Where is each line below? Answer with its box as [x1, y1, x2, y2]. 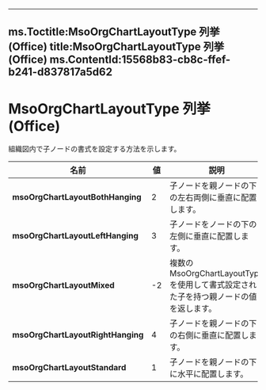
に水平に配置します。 [169, 369, 249, 380]
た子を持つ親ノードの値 [169, 291, 257, 302]
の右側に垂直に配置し [169, 330, 249, 341]
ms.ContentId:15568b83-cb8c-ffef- [49, 53, 231, 67]
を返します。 [169, 303, 217, 314]
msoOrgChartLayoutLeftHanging [12, 231, 139, 242]
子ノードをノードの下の [169, 219, 257, 230]
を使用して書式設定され [169, 279, 257, 290]
